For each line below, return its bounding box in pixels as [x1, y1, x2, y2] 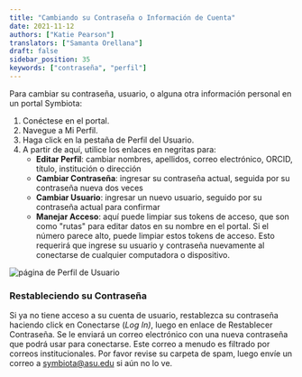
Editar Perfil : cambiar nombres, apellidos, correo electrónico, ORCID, [35, 153, 293, 164]
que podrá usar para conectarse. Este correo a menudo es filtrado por [9, 339, 270, 350]
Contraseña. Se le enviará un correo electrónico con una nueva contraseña [9, 329, 288, 340]
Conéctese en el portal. [22, 115, 110, 126]
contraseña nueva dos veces [35, 182, 144, 193]
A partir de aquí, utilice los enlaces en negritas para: [22, 143, 216, 154]
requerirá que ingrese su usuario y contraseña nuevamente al [35, 240, 265, 251]
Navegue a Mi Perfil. [22, 124, 99, 135]
